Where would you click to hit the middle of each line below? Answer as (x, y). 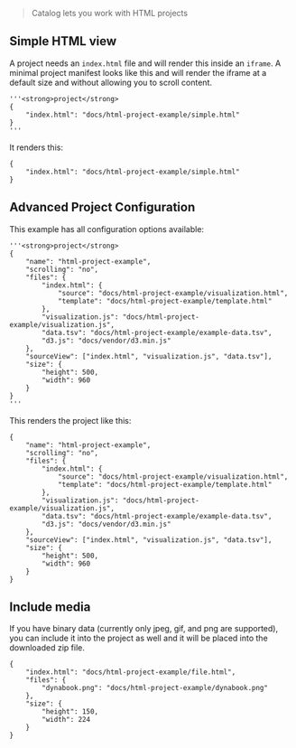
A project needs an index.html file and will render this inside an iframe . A (145, 63)
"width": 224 (66, 720)
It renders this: (36, 147)
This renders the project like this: (70, 420)
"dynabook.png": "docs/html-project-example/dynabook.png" (155, 688)
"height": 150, (70, 712)
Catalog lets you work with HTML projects (109, 13)
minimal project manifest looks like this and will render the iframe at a (138, 72)
